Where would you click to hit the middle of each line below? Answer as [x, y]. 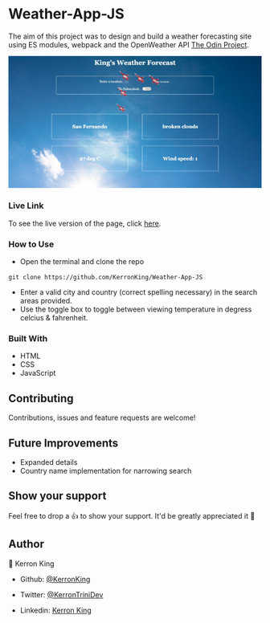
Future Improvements [63, 443]
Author [26, 544]
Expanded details [49, 462]
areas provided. [46, 301]
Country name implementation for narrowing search [106, 471]
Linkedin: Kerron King [56, 610]
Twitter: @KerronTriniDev [61, 594]
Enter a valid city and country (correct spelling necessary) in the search [139, 292]
